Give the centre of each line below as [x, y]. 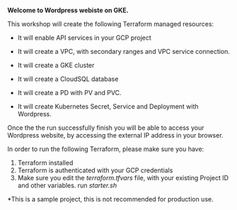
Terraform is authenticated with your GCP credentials [95, 170]
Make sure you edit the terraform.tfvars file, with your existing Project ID [123, 178]
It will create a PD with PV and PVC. [69, 93]
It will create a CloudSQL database [68, 79]
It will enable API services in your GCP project [85, 38]
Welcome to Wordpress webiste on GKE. [68, 10]
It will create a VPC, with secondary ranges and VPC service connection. [123, 51]
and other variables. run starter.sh [67, 185]
